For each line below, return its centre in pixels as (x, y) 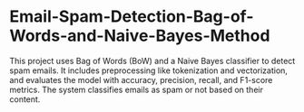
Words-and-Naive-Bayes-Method (140, 36)
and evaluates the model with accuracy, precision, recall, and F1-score (141, 79)
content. (25, 99)
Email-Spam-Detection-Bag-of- (132, 17)
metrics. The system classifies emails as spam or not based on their (136, 89)
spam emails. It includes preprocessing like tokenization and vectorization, (149, 70)
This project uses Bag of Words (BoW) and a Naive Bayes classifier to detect (152, 61)
